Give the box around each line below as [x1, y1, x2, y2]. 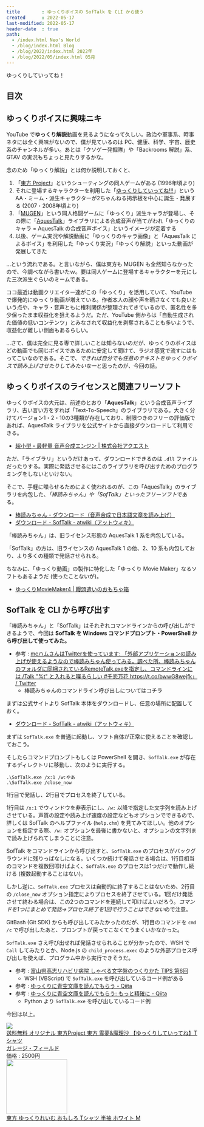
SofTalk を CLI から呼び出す [6, 605, 110, 615]
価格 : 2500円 [6, 1052, 41, 1060]
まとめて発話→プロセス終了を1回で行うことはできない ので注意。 [29, 905, 191, 913]
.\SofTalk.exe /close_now [6, 780, 72, 786]
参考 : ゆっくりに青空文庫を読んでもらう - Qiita [15, 983, 132, 990]
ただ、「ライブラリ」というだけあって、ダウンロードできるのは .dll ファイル [6, 455, 198, 462]
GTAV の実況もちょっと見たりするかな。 [6, 153, 107, 161]
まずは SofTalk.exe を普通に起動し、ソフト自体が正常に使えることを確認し [6, 733, 194, 740]
